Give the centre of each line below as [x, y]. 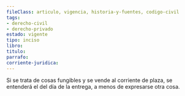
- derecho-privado [30, 29]
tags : [13, 18]
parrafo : [17, 57]
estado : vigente [27, 35]
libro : [15, 46]
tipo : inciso [23, 40]
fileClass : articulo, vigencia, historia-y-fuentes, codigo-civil [93, 12]
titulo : [16, 52]
